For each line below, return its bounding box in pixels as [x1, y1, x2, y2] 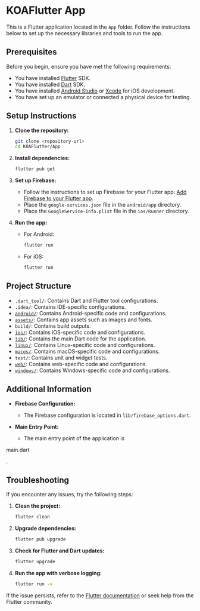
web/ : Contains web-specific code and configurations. [14, 360, 148, 367]
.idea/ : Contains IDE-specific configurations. [14, 303, 126, 311]
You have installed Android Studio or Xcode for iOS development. [14, 87, 175, 94]
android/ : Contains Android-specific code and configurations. [14, 309, 167, 317]
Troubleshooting [6, 475, 70, 485]
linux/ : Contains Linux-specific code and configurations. [14, 341, 155, 348]
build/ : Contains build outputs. [14, 322, 91, 329]
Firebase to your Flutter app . [23, 195, 94, 202]
